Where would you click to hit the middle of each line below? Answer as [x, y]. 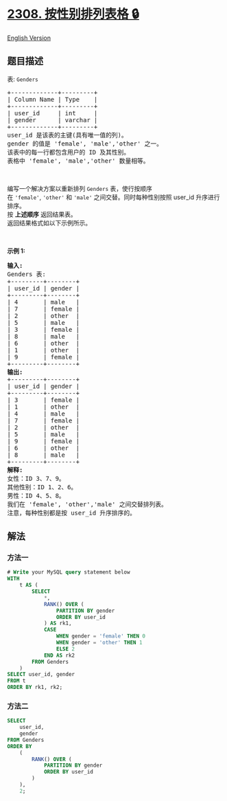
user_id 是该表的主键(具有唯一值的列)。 [68, 135]
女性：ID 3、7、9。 [36, 478]
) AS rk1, [58, 623]
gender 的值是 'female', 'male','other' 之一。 [85, 144]
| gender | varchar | [52, 120]
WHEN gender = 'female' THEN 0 [101, 636]
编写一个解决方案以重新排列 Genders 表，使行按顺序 [80, 188]
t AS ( [29, 585]
